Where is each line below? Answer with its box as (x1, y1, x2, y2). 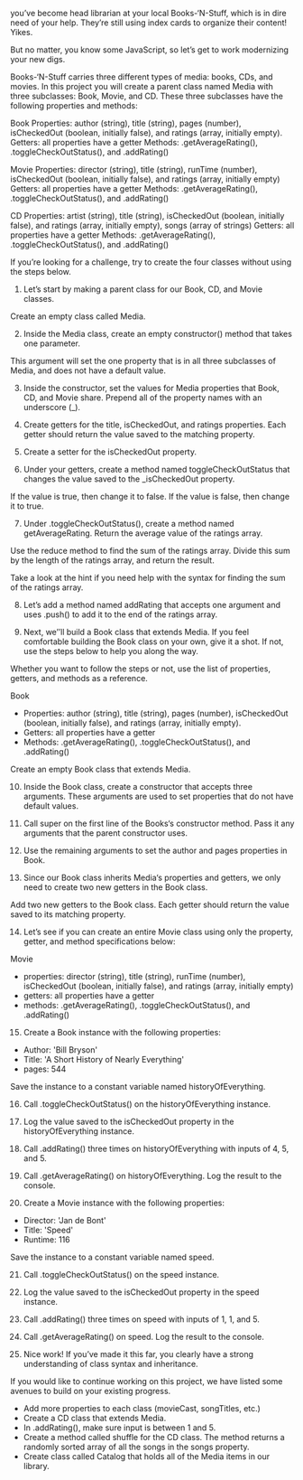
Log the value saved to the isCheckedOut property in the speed (23, 1287, 260, 1297)
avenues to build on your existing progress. (10, 1386, 171, 1396)
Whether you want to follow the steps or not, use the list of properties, (10, 663, 271, 674)
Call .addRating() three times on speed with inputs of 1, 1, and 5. (23, 1314, 261, 1325)
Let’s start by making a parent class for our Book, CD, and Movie (23, 284, 263, 295)
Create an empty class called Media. (10, 311, 146, 322)
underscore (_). (23, 402, 80, 412)
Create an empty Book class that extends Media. (10, 763, 191, 774)
